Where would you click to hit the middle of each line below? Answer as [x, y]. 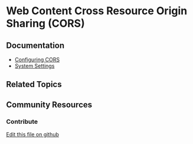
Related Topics [34, 84]
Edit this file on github [32, 135]
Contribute [22, 121]
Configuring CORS [37, 60]
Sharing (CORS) [46, 23]
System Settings [35, 66]
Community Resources [49, 105]
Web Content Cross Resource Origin [97, 11]
